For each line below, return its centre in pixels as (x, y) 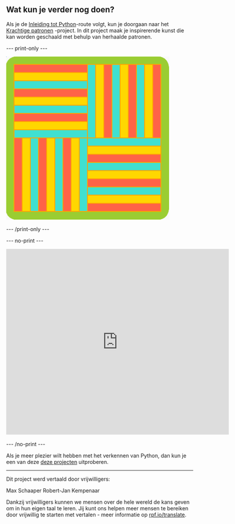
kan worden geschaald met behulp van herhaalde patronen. (79, 37)
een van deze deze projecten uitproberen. (57, 462)
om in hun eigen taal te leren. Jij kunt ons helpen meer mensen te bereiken (97, 508)
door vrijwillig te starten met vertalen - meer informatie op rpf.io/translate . (96, 514)
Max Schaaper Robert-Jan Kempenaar (53, 490)
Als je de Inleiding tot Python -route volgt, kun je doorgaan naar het (88, 24)
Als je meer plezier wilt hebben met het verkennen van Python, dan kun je (96, 455)
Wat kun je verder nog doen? (60, 10)
